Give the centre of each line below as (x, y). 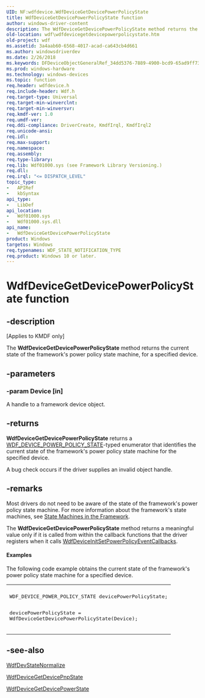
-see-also (25, 650)
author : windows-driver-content (47, 23)
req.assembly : (24, 154)
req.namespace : (26, 148)
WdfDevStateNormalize (36, 665)
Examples (19, 555)
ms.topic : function (31, 80)
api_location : (24, 210)
